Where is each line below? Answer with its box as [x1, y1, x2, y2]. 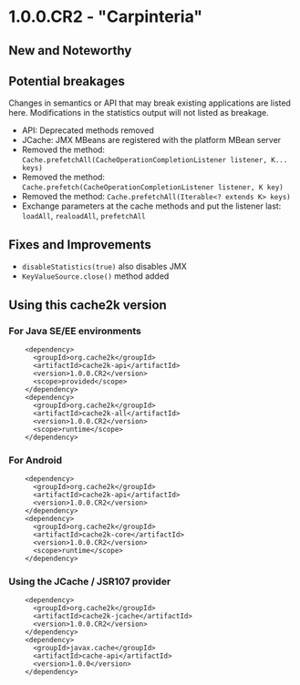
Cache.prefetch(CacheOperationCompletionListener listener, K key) [21, 183, 284, 192]
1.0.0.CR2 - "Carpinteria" [8, 6, 203, 27]
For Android [8, 454, 63, 466]
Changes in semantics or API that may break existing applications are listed [8, 97, 291, 108]
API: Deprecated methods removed [21, 125, 154, 136]
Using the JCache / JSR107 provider [8, 576, 171, 588]
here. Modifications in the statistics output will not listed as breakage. [8, 107, 270, 118]
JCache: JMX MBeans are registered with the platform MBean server [21, 135, 282, 146]
